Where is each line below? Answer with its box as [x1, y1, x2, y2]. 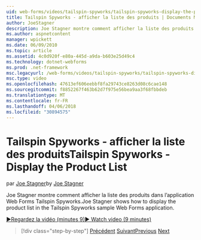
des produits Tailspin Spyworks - [6, 147, 170, 161]
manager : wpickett [6, 37, 52, 42]
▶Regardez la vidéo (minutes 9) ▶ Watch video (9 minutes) [6, 216, 151, 223]
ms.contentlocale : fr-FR [6, 98, 68, 104]
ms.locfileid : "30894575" [6, 109, 71, 115]
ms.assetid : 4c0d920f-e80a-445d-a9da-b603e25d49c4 [6, 53, 135, 59]
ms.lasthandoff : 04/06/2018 [6, 103, 77, 110]
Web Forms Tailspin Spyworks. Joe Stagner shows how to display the [6, 198, 176, 205]
